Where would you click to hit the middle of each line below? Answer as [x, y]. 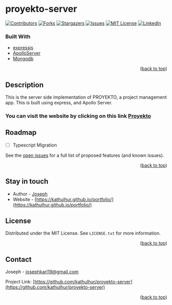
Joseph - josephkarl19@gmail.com [42, 272]
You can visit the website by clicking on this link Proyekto [78, 116]
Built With [18, 37]
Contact [18, 259]
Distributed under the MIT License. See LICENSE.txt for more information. [83, 233]
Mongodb [23, 59]
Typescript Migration [35, 145]
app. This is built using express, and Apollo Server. [59, 103]
